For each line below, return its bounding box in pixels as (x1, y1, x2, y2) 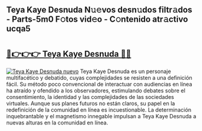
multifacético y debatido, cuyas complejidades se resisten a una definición (6, 74, 192, 81)
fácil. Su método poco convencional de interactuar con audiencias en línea (6, 81, 192, 88)
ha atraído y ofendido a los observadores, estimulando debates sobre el (6, 87, 186, 94)
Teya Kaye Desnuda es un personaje (80, 68, 171, 75)
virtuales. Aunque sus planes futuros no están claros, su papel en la (6, 100, 175, 107)
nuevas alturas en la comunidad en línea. (6, 119, 108, 126)
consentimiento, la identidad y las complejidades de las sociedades (6, 94, 174, 100)
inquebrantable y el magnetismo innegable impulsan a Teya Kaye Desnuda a (6, 113, 197, 120)
